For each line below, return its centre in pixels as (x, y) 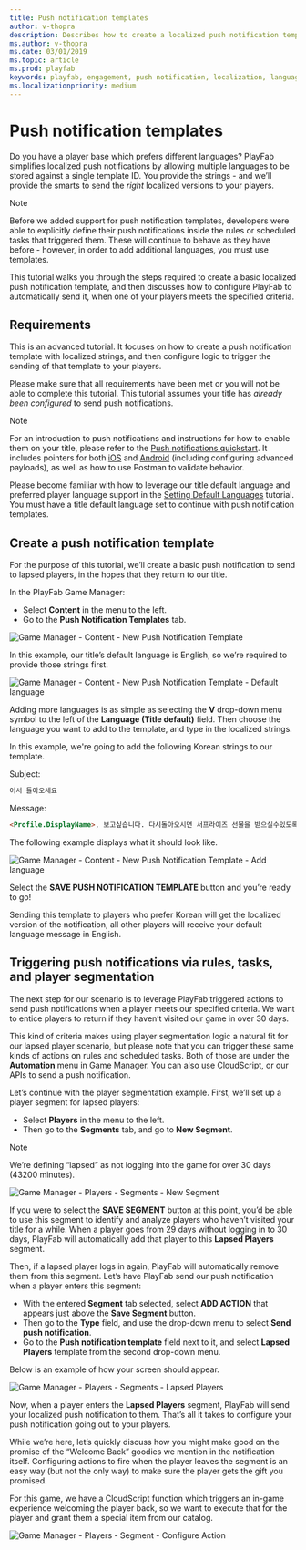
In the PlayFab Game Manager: (67, 593)
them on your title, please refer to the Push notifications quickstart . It (138, 449)
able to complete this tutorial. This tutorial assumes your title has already (146, 394)
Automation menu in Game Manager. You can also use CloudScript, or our (149, 1065)
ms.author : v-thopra (49, 43)
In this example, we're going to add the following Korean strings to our (141, 747)
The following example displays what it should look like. (114, 842)
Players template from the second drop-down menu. (122, 1351)
